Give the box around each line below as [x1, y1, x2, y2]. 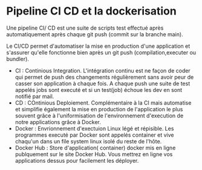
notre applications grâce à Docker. [15, 118, 101, 125]
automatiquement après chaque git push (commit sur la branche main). [6, 30, 183, 38]
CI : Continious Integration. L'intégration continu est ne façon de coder [15, 67, 191, 74]
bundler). [6, 55, 29, 62]
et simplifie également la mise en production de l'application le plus [15, 105, 183, 113]
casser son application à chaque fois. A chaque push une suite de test [15, 80, 191, 87]
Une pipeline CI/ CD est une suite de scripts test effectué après [6, 24, 164, 31]
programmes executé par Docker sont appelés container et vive [15, 131, 174, 139]
